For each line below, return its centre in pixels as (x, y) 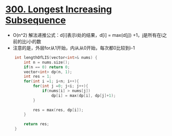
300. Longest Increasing (59, 9)
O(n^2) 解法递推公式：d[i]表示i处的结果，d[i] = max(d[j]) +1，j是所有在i (88, 35)
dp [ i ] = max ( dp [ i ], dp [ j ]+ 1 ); (83, 96)
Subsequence (36, 20)
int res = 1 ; (38, 77)
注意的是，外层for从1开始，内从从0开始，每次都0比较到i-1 (74, 48)
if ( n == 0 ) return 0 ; (47, 67)
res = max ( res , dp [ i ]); (58, 110)
